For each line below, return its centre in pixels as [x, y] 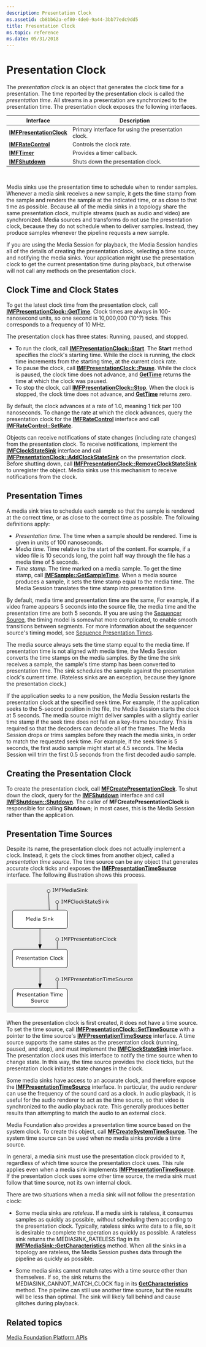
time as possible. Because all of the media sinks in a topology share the [97, 207]
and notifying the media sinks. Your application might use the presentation [100, 258]
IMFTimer [22, 153]
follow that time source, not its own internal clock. [69, 1183]
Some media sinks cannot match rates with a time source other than [101, 1271]
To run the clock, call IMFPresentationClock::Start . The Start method [104, 348]
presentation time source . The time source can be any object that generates [102, 862]
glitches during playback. [47, 1303]
